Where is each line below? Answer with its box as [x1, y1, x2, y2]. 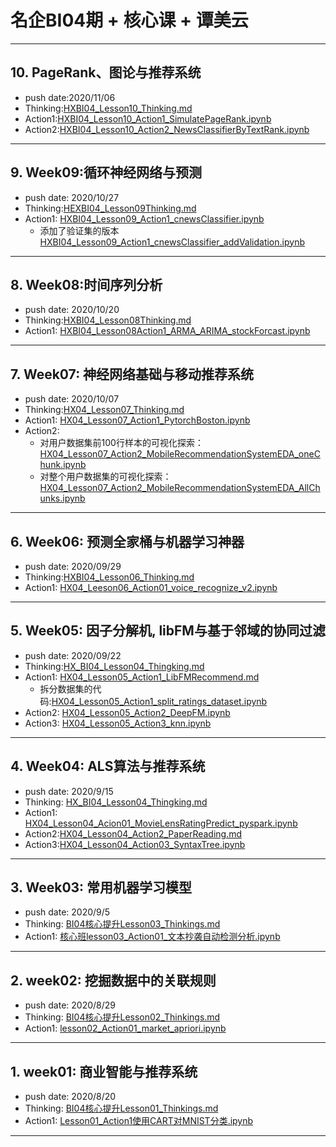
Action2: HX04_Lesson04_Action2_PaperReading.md [24, 827, 243, 840]
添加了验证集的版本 [39, 224, 120, 236]
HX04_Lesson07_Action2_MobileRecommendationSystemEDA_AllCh [39, 482, 321, 494]
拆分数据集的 [39, 682, 93, 695]
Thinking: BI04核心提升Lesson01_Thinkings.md [24, 1102, 219, 1115]
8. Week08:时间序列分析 [10, 276, 163, 293]
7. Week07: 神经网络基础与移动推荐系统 [10, 366, 255, 383]
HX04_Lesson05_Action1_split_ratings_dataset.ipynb [51, 695, 268, 707]
